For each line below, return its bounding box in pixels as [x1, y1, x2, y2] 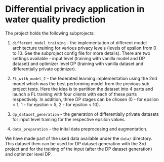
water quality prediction [5, 14, 106, 25]
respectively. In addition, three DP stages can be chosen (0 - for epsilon [12, 96, 159, 102]
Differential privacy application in [5, 3, 145, 15]
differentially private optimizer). [12, 65, 77, 72]
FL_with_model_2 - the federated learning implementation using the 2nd [12, 75, 157, 81]
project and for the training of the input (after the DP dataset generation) [5, 146, 152, 152]
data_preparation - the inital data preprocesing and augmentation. [12, 126, 148, 131]
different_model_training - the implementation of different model [12, 39, 147, 45]
